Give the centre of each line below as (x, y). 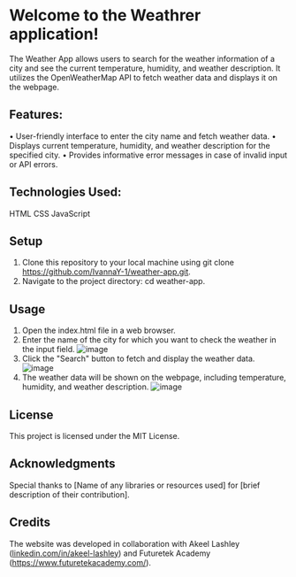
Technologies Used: (65, 192)
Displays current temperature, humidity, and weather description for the (140, 145)
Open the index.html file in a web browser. (99, 331)
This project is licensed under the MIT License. (95, 436)
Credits (30, 523)
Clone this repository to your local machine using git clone (128, 263)
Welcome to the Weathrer (105, 15)
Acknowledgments (63, 464)
